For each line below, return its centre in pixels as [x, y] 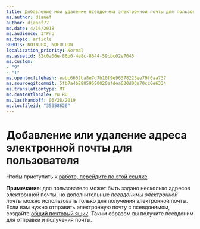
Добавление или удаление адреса [97, 135]
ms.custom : [20, 61]
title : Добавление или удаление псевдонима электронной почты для [90, 12]
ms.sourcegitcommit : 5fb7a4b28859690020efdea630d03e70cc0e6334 [86, 84]
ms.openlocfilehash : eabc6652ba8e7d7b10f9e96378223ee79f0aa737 [86, 78]
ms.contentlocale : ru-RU [37, 95]
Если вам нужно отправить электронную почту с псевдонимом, [88, 207]
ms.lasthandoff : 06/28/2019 [41, 100]
